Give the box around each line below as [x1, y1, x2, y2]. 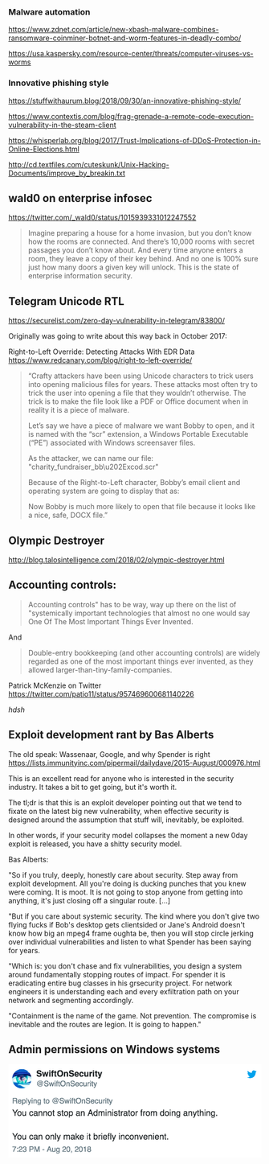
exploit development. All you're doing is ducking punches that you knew [8, 878, 247, 888]
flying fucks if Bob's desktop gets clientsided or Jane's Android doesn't [8, 919, 246, 929]
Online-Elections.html [8, 144, 80, 154]
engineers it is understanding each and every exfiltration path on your [8, 986, 239, 996]
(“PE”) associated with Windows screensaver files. [27, 438, 196, 448]
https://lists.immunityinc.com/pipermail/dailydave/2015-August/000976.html [8, 758, 261, 767]
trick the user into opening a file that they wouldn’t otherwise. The [27, 389, 247, 398]
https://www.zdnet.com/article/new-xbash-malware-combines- [8, 25, 219, 35]
